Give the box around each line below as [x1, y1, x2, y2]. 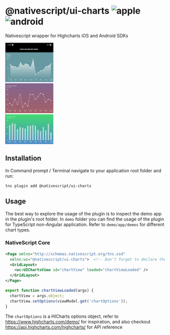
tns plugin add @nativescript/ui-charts [5, 183, 92, 189]
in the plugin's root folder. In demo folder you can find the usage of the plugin [5, 216, 164, 222]
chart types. [5, 227, 31, 233]
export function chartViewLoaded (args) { [5, 288, 94, 293]
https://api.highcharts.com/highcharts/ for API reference [5, 324, 123, 330]
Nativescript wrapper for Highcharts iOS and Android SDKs [5, 32, 129, 39]
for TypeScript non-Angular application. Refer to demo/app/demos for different [5, 221, 164, 228]
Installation [5, 154, 41, 163]
